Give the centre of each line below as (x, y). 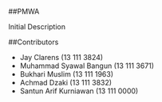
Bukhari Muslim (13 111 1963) (67, 74)
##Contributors (34, 42)
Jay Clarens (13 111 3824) (61, 57)
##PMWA (24, 11)
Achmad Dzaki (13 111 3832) (66, 83)
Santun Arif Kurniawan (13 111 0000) (79, 91)
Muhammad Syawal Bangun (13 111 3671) (87, 66)
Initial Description (37, 26)
